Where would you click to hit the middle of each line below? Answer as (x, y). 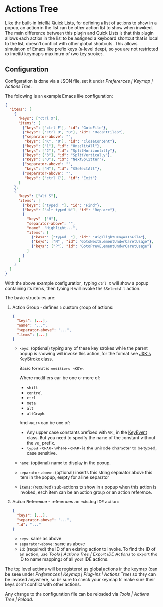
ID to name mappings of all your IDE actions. (64, 559)
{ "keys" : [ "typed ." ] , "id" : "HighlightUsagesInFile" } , (89, 237)
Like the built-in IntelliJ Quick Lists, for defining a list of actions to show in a (81, 23)
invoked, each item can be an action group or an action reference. (86, 492)
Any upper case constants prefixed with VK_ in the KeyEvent (87, 432)
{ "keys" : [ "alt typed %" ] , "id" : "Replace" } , (70, 210)
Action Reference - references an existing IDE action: (65, 502)
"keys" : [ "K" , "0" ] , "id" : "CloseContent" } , (71, 141)
